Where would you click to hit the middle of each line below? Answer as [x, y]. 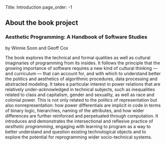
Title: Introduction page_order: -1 [39, 7]
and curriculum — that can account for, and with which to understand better [83, 73]
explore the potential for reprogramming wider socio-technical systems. [79, 137]
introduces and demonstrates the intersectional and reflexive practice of [79, 121]
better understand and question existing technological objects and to [76, 132]
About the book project [42, 23]
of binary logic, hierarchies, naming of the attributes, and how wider [75, 110]
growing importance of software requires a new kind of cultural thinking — [81, 68]
